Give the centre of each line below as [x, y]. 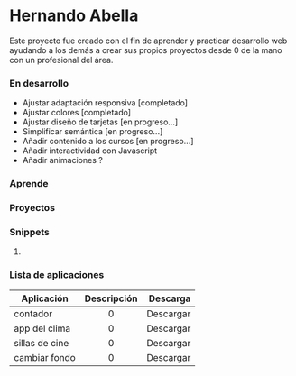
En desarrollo [39, 83]
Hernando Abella [74, 16]
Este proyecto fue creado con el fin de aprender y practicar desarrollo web [148, 41]
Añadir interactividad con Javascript [90, 151]
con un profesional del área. [61, 60]
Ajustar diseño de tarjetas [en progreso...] [100, 122]
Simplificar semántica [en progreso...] [92, 132]
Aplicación [45, 298]
